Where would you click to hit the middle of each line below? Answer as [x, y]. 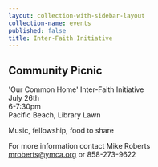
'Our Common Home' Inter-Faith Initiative [76, 89]
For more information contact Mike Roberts [79, 146]
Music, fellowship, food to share [61, 131]
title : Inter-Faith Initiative [61, 38]
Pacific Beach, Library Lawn [55, 115]
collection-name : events [50, 23]
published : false [37, 30]
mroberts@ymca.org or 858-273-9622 [72, 155]
